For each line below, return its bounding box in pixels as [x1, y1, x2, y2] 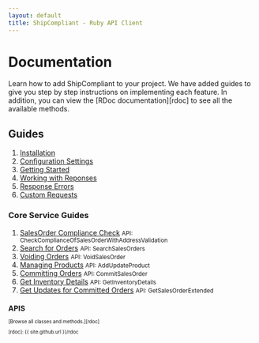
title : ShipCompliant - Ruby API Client [8, 19, 144, 27]
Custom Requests [19, 190, 77, 200]
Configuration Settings [19, 156, 93, 166]
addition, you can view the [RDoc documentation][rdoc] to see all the [8, 96, 233, 105]
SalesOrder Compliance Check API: [19, 228, 133, 237]
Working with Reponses [19, 173, 97, 183]
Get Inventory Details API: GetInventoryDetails [19, 277, 156, 286]
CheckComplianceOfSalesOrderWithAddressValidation [19, 236, 168, 244]
